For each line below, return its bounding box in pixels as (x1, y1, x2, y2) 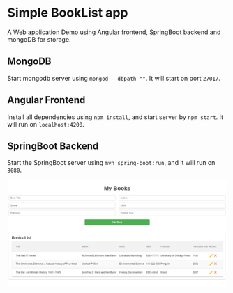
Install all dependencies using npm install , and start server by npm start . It (7, 113, 224, 121)
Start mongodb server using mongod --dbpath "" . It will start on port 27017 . (7, 74, 221, 82)
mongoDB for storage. (7, 35, 71, 43)
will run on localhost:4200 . (7, 120, 85, 128)
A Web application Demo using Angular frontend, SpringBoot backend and (7, 28, 221, 36)
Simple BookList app (7, 5, 128, 21)
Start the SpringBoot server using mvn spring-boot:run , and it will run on (7, 159, 216, 167)
